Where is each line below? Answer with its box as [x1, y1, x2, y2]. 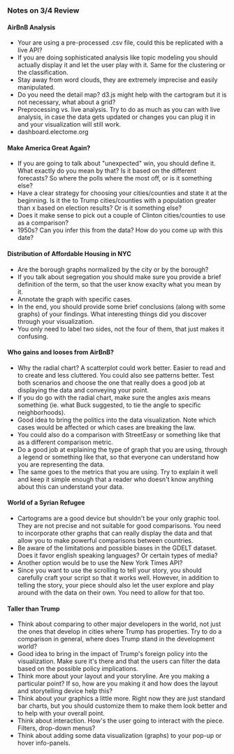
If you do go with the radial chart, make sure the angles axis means [17, 393, 211, 401]
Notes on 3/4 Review [7, 6, 80, 15]
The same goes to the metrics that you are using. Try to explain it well [17, 467, 218, 476]
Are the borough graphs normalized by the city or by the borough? [17, 265, 209, 273]
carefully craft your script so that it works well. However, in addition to [17, 573, 219, 582]
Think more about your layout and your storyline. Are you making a [17, 672, 210, 681]
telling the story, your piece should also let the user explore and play [17, 581, 214, 589]
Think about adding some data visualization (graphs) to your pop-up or [17, 732, 222, 740]
